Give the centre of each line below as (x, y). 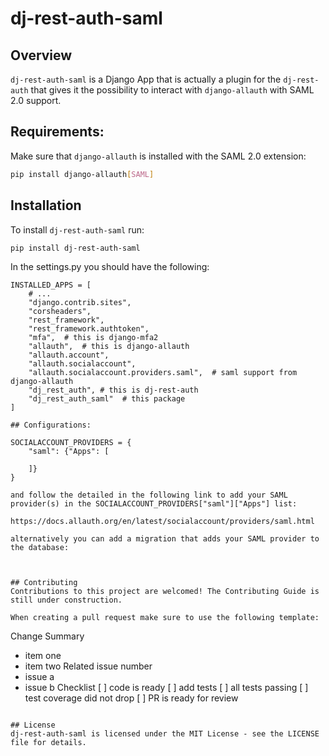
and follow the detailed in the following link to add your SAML (149, 495)
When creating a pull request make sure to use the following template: (165, 618)
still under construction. (66, 600)
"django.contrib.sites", (80, 303)
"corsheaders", (60, 312)
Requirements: (57, 132)
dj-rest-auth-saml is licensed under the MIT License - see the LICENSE (165, 734)
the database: (40, 548)
